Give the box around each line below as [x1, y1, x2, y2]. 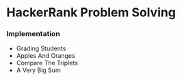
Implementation [6, 29, 61, 39]
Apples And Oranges [16, 52, 76, 60]
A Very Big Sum [16, 66, 61, 74]
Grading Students [16, 44, 66, 52]
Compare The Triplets [16, 59, 78, 67]
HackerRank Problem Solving [6, 5, 176, 20]
